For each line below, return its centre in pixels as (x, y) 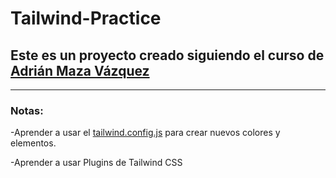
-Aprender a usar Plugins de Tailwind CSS (96, 163)
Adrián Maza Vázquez (80, 70)
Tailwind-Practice (86, 18)
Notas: (27, 110)
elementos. (33, 143)
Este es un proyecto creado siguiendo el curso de (167, 55)
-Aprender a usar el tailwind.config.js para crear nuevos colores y (145, 133)
